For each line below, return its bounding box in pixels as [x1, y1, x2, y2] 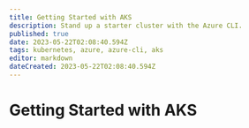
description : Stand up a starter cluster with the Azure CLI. [9, 21, 243, 30]
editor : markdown [9, 54, 73, 63]
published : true [9, 29, 69, 38]
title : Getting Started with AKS [9, 12, 132, 22]
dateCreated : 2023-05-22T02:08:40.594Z [9, 63, 156, 72]
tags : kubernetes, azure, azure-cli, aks [9, 46, 164, 55]
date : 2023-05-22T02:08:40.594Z [9, 37, 128, 47]
